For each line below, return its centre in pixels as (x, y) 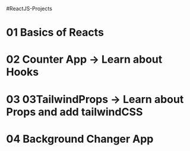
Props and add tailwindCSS (75, 112)
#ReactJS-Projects (29, 9)
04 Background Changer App (80, 139)
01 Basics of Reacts (55, 33)
